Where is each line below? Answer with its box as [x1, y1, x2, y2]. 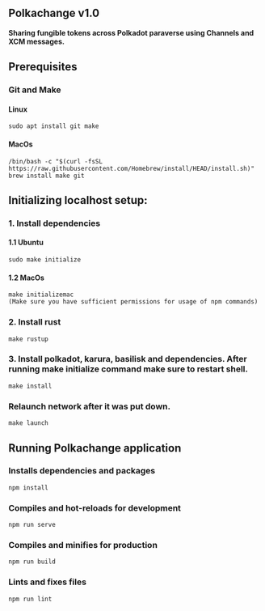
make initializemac [8, 291, 74, 299]
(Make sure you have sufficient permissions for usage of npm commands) [8, 298, 259, 306]
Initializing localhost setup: [8, 193, 148, 207]
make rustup [8, 335, 48, 343]
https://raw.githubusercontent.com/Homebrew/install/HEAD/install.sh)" [8, 164, 254, 172]
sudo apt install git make [8, 122, 99, 130]
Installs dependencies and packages [8, 465, 156, 477]
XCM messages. [8, 36, 65, 46]
